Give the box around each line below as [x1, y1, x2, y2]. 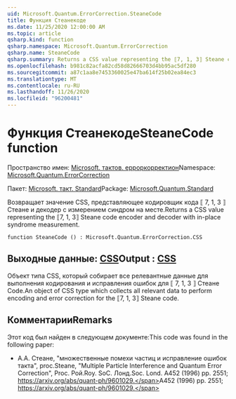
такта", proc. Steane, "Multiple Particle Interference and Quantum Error [17, 361, 223, 370]
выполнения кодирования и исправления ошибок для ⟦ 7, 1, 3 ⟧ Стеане [7, 278, 220, 288]
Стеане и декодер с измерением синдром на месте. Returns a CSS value [7, 205, 225, 214]
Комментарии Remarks [7, 314, 113, 326]
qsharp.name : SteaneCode [7, 50, 80, 57]
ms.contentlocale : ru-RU [7, 82, 80, 89]
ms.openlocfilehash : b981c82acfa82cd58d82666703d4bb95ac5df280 [7, 62, 197, 69]
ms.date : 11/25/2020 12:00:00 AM [7, 23, 105, 30]
